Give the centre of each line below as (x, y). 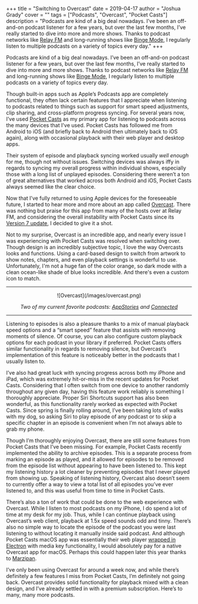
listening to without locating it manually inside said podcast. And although (95, 533)
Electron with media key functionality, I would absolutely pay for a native (94, 546)
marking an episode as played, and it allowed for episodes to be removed (95, 459)
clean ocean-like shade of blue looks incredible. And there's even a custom (98, 272)
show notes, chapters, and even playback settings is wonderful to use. (92, 260)
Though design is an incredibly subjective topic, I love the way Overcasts (95, 247)
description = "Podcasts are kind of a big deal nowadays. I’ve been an (91, 21)
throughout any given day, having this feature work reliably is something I (95, 392)
